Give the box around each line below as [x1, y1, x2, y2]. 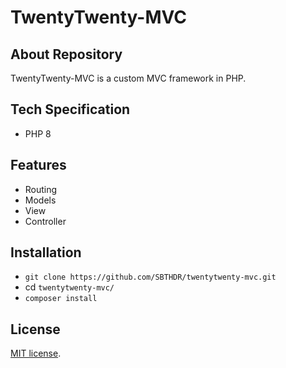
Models [24, 194, 57, 206]
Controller [24, 215, 67, 227]
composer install [24, 294, 98, 304]
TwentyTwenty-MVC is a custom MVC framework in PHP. [10, 72, 247, 84]
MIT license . [10, 347, 62, 360]
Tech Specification [10, 101, 131, 118]
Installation [10, 244, 82, 261]
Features [10, 157, 67, 174]
